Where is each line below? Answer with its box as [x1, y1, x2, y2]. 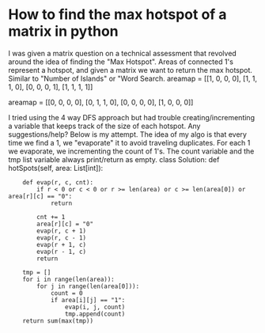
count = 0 [50, 289, 83, 297]
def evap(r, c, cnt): [22, 178, 93, 187]
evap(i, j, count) [64, 303, 126, 311]
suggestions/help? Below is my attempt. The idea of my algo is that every [8, 129, 248, 139]
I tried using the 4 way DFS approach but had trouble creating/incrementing [8, 112, 256, 122]
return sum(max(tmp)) [22, 316, 93, 325]
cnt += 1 [36, 213, 66, 221]
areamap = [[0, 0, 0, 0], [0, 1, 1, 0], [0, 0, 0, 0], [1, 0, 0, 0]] [8, 97, 194, 107]
